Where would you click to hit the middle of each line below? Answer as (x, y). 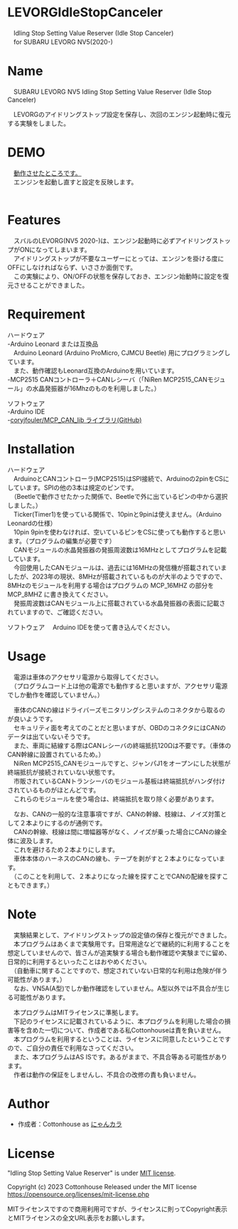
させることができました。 (51, 285)
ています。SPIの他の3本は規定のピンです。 (76, 487)
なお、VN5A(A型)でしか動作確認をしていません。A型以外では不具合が (115, 988)
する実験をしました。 (38, 123)
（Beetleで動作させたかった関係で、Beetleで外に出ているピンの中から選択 (120, 496)
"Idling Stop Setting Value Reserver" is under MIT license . (92, 1173)
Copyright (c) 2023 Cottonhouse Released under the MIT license (102, 1187)
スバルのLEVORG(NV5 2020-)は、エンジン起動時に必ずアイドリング (113, 241)
